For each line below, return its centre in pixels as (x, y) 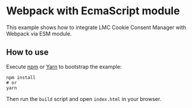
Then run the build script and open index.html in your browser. (84, 99)
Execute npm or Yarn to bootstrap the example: (64, 66)
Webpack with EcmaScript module (93, 11)
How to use (27, 53)
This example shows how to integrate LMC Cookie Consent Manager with (96, 27)
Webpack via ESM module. (39, 33)
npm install (21, 77)
